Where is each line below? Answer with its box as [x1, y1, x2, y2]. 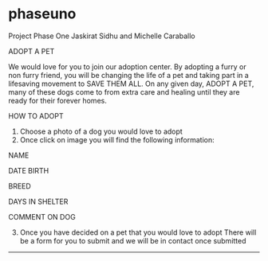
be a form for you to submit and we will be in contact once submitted [19, 236, 246, 245]
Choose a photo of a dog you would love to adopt [19, 127, 183, 136]
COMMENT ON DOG [8, 212, 76, 221]
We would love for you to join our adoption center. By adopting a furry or [8, 61, 247, 72]
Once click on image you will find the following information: [19, 134, 215, 144]
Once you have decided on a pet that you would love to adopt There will [19, 228, 257, 237]
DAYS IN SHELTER [8, 197, 69, 206]
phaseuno [8, 5, 77, 23]
